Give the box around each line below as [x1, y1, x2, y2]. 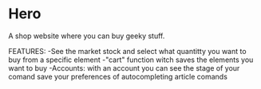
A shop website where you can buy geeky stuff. [8, 31, 165, 41]
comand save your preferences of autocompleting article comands [8, 72, 227, 81]
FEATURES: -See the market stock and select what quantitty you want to [8, 46, 247, 56]
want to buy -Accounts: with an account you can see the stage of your [8, 63, 240, 72]
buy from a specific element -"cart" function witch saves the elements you [8, 55, 254, 64]
